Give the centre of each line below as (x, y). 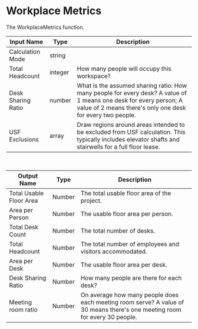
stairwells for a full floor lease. (118, 147)
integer (59, 72)
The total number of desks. (118, 231)
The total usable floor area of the (126, 193)
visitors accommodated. (114, 251)
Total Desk (24, 227)
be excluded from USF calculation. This (131, 132)
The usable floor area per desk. (124, 265)
